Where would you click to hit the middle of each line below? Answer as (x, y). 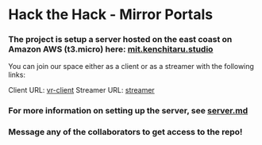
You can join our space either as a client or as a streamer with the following (131, 67)
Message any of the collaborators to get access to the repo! (125, 132)
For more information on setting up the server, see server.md (128, 111)
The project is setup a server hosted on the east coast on (120, 40)
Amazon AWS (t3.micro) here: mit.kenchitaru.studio (111, 49)
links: (17, 75)
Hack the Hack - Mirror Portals (110, 15)
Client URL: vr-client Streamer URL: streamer (81, 90)
